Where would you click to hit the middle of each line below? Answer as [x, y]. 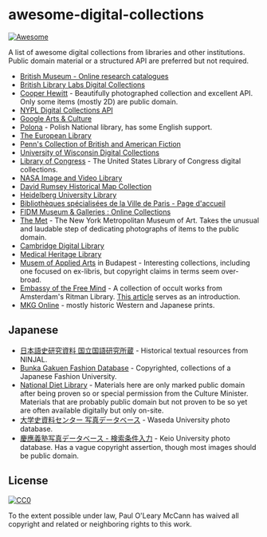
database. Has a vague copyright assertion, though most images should [138, 447]
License [28, 481]
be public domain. [49, 456]
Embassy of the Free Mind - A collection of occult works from [121, 288]
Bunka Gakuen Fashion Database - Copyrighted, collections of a [125, 368]
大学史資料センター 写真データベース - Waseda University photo [125, 420]
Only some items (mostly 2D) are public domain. [99, 101]
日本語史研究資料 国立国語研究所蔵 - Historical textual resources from [134, 350]
